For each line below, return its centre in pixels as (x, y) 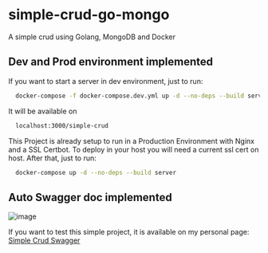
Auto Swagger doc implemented (91, 197)
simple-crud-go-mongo (89, 15)
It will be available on (43, 111)
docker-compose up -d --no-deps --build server (96, 172)
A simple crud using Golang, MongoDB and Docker (92, 37)
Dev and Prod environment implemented (111, 62)
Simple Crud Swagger (44, 240)
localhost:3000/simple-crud (62, 125)
